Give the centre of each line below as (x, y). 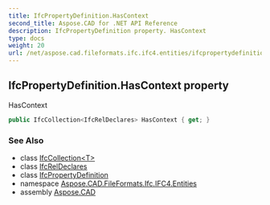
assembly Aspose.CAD (58, 192)
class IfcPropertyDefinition (64, 174)
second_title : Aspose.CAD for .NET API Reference (93, 23)
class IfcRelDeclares (53, 166)
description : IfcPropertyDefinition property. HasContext (107, 31)
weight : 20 (27, 46)
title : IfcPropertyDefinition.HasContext (79, 16)
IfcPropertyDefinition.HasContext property (119, 86)
